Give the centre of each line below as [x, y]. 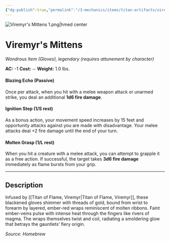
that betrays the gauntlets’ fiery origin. [45, 224]
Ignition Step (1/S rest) [29, 109]
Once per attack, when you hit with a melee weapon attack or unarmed [79, 92]
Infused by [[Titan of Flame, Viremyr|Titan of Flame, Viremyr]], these [77, 197]
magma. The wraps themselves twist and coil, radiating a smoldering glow [83, 219]
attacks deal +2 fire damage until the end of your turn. [61, 131]
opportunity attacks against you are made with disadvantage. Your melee [81, 125]
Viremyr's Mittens [44, 45]
